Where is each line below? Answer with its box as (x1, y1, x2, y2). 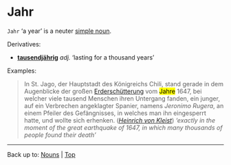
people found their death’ (23, 131, 96, 139)
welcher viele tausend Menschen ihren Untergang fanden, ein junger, (23, 94, 220, 103)
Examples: (7, 66, 36, 75)
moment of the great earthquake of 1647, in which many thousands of (23, 123, 223, 131)
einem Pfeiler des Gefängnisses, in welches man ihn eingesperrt (23, 109, 206, 117)
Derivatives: (7, 40, 41, 48)
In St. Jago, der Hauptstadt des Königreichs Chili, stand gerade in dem (23, 79, 224, 88)
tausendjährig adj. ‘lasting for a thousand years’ (16, 53, 155, 62)
